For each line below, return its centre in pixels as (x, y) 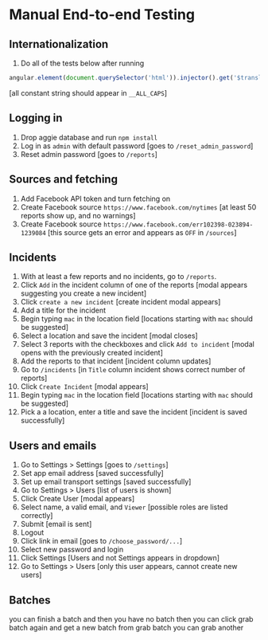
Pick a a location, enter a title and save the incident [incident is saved (134, 412)
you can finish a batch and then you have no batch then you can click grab (131, 618)
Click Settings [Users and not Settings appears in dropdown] (120, 558)
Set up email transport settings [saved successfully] (106, 482)
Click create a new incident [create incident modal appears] (120, 302)
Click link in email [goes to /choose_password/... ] (101, 541)
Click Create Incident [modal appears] (85, 387)
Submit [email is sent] (56, 524)
